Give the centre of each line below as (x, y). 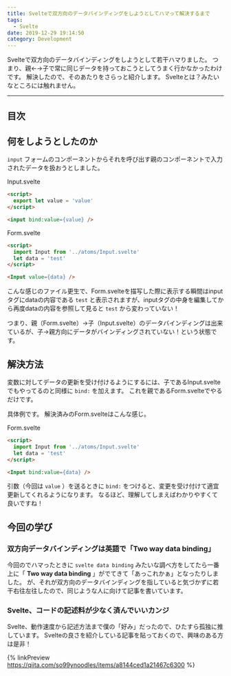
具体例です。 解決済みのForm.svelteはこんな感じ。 (78, 414)
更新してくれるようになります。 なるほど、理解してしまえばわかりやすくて (113, 495)
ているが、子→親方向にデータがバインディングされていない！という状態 (109, 332)
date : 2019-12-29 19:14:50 (46, 33)
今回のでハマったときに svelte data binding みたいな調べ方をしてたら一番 (113, 565)
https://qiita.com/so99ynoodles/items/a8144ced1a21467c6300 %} (101, 665)
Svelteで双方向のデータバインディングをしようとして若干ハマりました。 (109, 60)
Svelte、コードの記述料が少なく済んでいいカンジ (88, 610)
